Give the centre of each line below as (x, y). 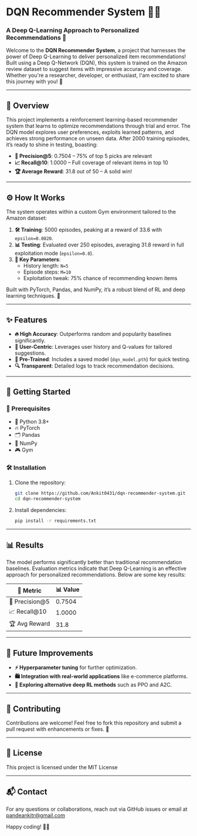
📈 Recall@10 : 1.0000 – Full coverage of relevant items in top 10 (91, 163)
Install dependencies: (40, 510)
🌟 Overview (28, 105)
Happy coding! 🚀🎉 (28, 827)
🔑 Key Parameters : (38, 259)
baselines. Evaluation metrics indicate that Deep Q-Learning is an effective (96, 568)
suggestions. (30, 353)
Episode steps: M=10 (47, 272)
